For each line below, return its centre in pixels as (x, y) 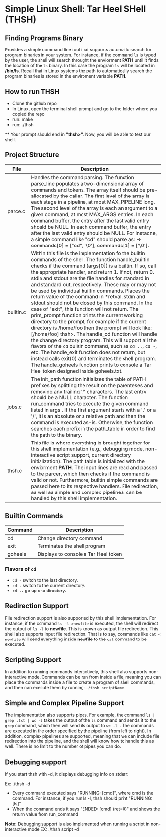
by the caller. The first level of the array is (102, 196)
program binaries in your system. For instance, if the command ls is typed (81, 55)
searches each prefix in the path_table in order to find (93, 428)
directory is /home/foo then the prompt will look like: (91, 328)
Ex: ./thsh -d (18, 784)
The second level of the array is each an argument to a (94, 208)
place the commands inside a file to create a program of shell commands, (80, 682)
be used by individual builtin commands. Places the (90, 291)
